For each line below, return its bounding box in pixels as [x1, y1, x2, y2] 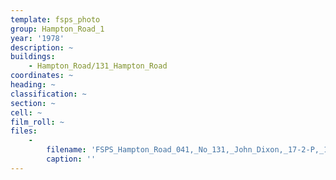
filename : [46, 145, 87, 155]
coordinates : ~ [10, 71, 74, 81]
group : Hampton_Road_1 [10, 24, 105, 34]
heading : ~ [10, 80, 56, 90]
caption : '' [46, 154, 97, 164]
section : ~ [10, 98, 56, 108]
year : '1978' [10, 33, 65, 43]
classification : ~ [10, 89, 87, 99]
